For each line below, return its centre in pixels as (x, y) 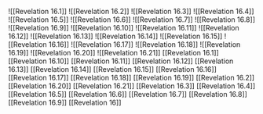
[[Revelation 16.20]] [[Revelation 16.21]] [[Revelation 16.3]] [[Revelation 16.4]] (132, 86)
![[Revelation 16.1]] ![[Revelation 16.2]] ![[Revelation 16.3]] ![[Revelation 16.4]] (131, 11)
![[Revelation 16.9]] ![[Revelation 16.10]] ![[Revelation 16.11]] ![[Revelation (124, 28)
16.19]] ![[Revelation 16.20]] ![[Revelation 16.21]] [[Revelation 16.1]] (114, 53)
